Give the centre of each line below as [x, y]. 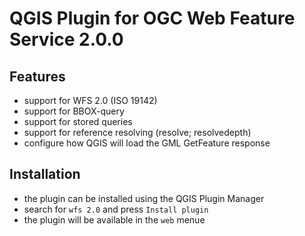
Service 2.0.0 [66, 39]
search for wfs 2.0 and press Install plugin [116, 209]
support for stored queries [78, 121]
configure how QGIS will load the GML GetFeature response [147, 143]
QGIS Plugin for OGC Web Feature [152, 18]
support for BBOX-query [74, 111]
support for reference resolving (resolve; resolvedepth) [137, 132]
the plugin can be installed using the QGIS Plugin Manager [144, 198]
